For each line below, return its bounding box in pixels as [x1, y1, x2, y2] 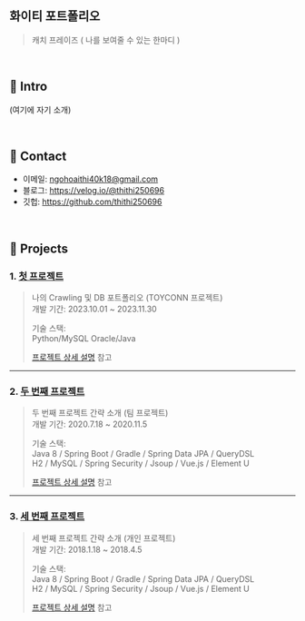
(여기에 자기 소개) [9, 103, 72, 115]
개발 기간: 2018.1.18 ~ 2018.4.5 [31, 544, 143, 555]
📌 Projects [9, 241, 69, 256]
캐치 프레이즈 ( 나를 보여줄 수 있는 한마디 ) [31, 34, 181, 45]
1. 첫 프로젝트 [9, 270, 64, 282]
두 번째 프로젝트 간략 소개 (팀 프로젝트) [31, 408, 169, 419]
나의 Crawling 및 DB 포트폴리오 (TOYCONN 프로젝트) [31, 292, 223, 303]
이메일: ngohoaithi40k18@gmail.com [22, 173, 159, 184]
